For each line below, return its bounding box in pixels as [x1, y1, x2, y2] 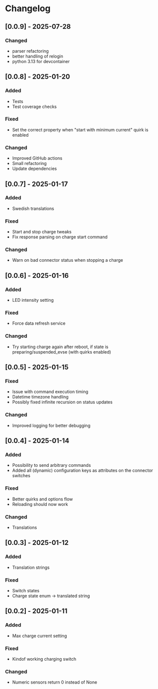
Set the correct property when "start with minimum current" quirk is [12, 126, 149, 132]
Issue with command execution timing [12, 389, 89, 395]
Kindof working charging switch [12, 656, 77, 662]
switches [12, 473, 31, 479]
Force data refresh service [12, 320, 66, 326]
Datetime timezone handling [12, 394, 69, 400]
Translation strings [12, 564, 50, 570]
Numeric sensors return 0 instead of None [12, 679, 98, 685]
